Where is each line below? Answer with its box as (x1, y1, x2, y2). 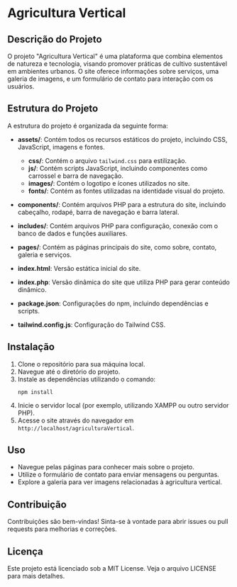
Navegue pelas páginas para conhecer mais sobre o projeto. (17, 463, 195, 471)
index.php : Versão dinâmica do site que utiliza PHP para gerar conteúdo (17, 278, 231, 286)
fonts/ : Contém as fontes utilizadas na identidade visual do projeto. (28, 186, 226, 195)
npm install (17, 388, 53, 396)
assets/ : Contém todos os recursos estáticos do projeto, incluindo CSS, (17, 135, 228, 143)
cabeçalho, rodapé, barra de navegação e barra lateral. (17, 208, 180, 216)
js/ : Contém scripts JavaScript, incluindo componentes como (28, 164, 208, 172)
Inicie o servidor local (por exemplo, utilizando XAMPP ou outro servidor (17, 401, 229, 409)
